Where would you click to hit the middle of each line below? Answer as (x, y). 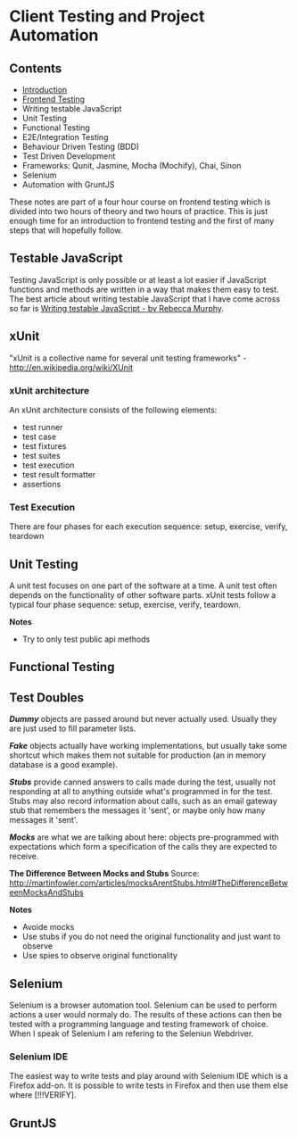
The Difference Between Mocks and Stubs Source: (104, 874)
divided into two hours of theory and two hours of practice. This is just (139, 211)
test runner (42, 427)
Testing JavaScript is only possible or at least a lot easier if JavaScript (138, 279)
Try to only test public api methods (86, 639)
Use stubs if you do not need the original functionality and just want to (151, 937)
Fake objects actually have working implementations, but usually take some (148, 746)
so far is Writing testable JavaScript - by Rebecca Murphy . (117, 308)
